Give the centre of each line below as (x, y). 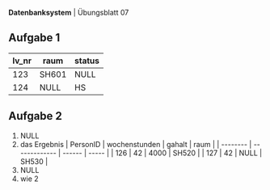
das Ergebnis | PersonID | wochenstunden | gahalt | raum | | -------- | (136, 144)
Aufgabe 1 (34, 38)
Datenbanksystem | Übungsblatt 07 (69, 13)
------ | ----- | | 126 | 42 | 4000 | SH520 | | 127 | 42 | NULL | (162, 153)
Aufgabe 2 (36, 116)
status (86, 61)
